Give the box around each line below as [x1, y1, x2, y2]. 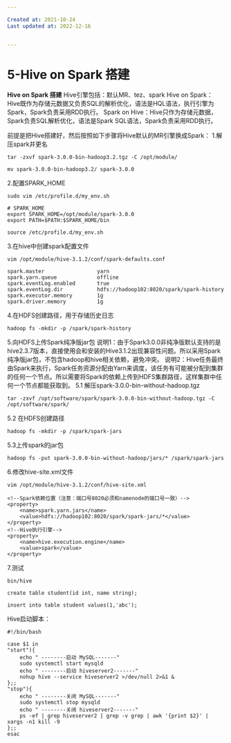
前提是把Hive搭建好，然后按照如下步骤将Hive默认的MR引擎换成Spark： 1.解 [7, 131, 223, 140]
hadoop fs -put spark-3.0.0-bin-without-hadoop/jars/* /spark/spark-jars [7, 455, 225, 462]
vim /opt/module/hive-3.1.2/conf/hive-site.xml [7, 481, 147, 488]
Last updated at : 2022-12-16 [7, 22, 91, 30]
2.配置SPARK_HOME [7, 179, 66, 187]
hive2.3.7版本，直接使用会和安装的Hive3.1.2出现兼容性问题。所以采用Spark [7, 347, 221, 355]
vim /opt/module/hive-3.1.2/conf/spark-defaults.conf [7, 256, 166, 263]
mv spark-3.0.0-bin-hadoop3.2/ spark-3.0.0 [7, 166, 135, 173]
